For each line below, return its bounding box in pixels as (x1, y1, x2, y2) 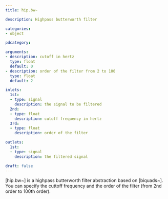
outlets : (5, 140, 24, 145)
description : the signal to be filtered (14, 102, 102, 107)
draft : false (5, 163, 33, 169)
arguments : (5, 49, 29, 55)
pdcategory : (5, 40, 31, 45)
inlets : (5, 87, 22, 93)
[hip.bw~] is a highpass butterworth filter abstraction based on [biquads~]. (5, 177, 163, 184)
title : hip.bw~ (5, 7, 38, 13)
